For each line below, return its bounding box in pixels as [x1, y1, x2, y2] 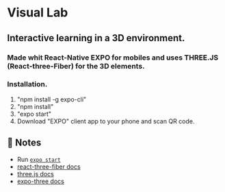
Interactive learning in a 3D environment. [7, 32, 185, 44]
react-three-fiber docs [16, 163, 81, 171]
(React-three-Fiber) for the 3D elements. [7, 61, 145, 71]
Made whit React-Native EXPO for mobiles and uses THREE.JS [7, 53, 219, 62]
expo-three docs [16, 177, 65, 185]
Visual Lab [7, 5, 68, 21]
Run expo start [16, 155, 61, 163]
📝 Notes [7, 137, 42, 149]
